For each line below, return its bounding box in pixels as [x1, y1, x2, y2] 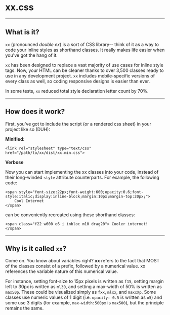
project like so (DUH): [5, 126, 51, 132]
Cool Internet [14, 198, 44, 204]
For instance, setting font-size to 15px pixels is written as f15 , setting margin [5, 278, 164, 285]
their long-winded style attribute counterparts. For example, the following [5, 174, 159, 180]
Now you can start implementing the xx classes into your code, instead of [5, 169, 159, 175]
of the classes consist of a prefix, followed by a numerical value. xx [5, 263, 146, 269]
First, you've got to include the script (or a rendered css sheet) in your [5, 121, 152, 127]
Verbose [5, 159, 24, 165]
